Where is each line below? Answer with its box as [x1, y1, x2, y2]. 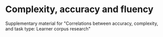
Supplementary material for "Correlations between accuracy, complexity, [5, 20, 158, 26]
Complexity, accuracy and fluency [5, 4, 154, 15]
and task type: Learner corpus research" [5, 25, 91, 31]
